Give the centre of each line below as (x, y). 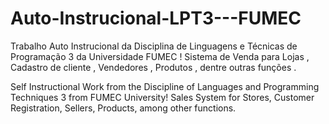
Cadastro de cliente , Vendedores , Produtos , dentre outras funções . (153, 67)
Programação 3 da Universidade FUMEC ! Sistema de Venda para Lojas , (160, 56)
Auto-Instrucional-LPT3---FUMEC (156, 18)
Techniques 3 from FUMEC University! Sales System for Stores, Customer (162, 97)
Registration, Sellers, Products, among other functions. (123, 108)
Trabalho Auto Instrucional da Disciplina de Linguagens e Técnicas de (154, 46)
